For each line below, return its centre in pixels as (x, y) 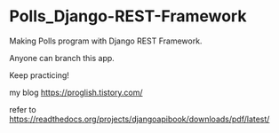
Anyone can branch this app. (62, 58)
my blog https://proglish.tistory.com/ (76, 92)
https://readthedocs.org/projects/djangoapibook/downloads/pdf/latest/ (139, 119)
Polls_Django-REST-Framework (128, 16)
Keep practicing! (39, 75)
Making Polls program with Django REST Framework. (106, 41)
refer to (23, 109)
